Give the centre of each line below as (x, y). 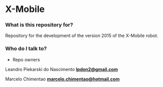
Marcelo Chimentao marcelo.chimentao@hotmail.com (62, 79)
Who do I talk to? (26, 48)
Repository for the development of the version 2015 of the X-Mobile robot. (82, 35)
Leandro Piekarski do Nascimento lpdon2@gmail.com (61, 69)
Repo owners (26, 59)
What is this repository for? (39, 25)
